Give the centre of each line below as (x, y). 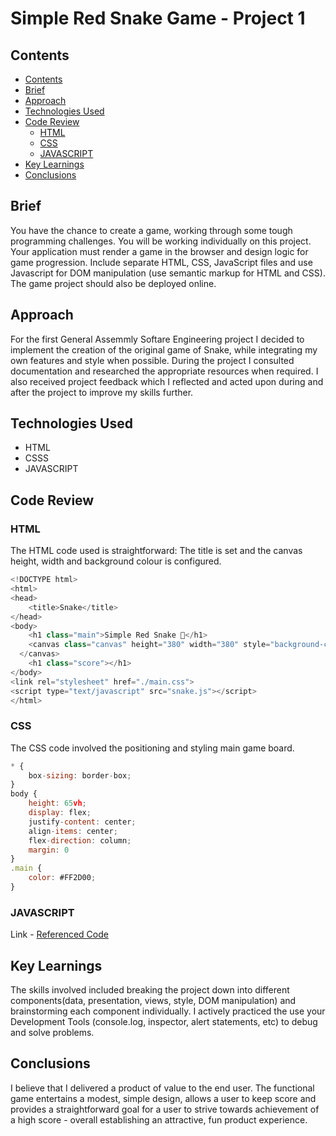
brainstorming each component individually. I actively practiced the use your (168, 1011)
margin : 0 (49, 850)
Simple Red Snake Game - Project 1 (158, 18)
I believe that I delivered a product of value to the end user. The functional (162, 1088)
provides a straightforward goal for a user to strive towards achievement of (165, 1109)
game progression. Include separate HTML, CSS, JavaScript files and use (161, 262)
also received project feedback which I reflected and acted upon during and (167, 381)
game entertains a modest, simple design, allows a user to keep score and (163, 1098)
